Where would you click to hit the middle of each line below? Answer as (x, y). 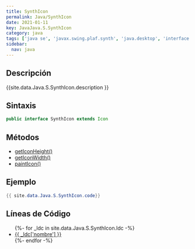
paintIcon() (28, 164)
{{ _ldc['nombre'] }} (38, 234)
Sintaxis (21, 106)
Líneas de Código (39, 214)
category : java (25, 33)
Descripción (29, 73)
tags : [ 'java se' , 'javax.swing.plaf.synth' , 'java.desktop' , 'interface (98, 39)
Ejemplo (21, 182)
